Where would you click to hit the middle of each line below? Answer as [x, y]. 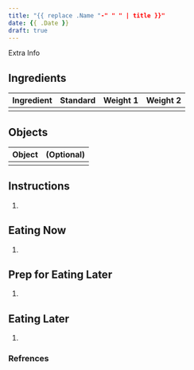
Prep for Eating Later [60, 275]
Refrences [29, 359]
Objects [28, 132]
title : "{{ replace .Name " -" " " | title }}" [87, 16]
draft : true [28, 30]
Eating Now [37, 230]
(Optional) [66, 154]
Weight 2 [163, 100]
